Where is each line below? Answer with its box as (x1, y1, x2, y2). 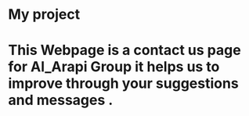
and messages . (8, 92, 114, 109)
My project (8, 5, 81, 24)
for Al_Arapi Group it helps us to (8, 58, 220, 76)
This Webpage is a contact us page (8, 42, 241, 60)
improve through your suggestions (8, 74, 239, 92)
